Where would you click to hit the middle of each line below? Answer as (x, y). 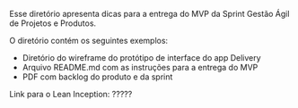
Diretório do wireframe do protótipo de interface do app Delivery (142, 58)
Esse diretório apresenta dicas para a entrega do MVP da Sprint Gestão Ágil (149, 14)
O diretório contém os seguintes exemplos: (89, 41)
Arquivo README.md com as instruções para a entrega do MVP (140, 67)
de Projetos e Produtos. (53, 23)
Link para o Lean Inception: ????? (71, 94)
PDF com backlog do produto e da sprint (97, 77)
